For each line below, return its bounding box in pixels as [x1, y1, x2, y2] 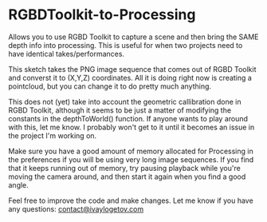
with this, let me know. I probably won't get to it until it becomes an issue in [8, 122, 255, 132]
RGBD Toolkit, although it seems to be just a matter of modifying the [8, 105, 232, 115]
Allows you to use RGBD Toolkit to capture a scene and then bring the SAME [8, 32, 259, 42]
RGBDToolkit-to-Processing [8, 6, 196, 24]
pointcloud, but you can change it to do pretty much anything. [8, 81, 212, 91]
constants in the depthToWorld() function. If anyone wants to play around [8, 113, 249, 123]
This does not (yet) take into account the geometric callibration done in [8, 97, 241, 106]
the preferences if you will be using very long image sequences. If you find [8, 154, 254, 165]
